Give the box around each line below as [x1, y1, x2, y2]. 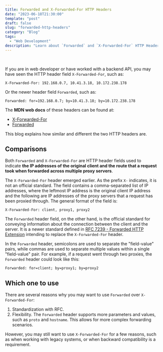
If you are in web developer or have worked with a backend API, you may [5, 66, 151, 72]
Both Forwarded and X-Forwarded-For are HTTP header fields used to [5, 158, 142, 164]
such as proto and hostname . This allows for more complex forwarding [12, 317, 152, 323]
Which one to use [5, 279, 59, 287]
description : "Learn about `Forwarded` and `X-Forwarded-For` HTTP [5, 43, 145, 48]
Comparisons [5, 145, 47, 153]
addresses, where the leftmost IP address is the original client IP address [5, 188, 151, 194]
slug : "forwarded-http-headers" [5, 25, 70, 30]
